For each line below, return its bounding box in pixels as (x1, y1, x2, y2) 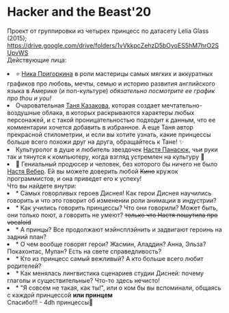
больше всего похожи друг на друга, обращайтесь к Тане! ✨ (7, 138, 185, 146)
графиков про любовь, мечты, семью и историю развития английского (7, 79, 215, 88)
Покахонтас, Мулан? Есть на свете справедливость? (7, 247, 162, 255)
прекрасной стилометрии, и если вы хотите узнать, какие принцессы (7, 130, 211, 138)
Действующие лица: (7, 55, 67, 64)
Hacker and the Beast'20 (7, 4, 152, 20)
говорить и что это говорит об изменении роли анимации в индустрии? (7, 196, 217, 204)
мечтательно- (161, 101, 203, 110)
